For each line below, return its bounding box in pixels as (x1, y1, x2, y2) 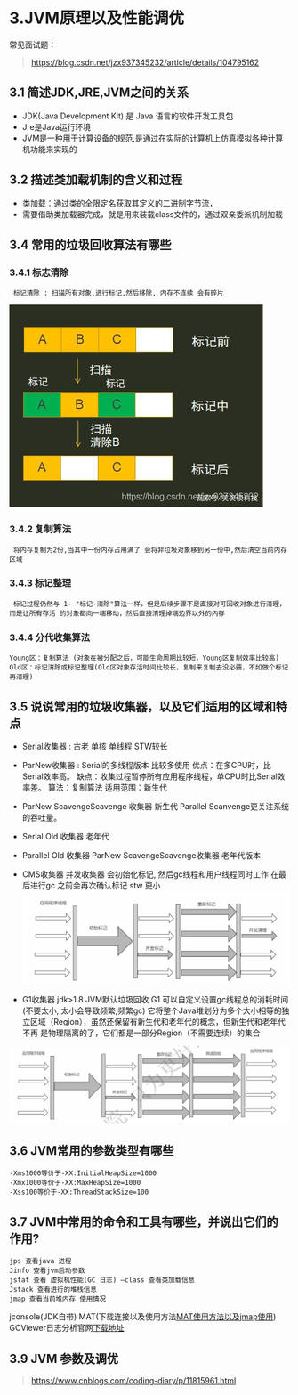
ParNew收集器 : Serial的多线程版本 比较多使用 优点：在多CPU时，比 (21, 759, 271, 770)
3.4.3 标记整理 (9, 577, 72, 589)
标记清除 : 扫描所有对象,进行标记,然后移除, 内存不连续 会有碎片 (12, 288, 224, 298)
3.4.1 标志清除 (9, 266, 69, 279)
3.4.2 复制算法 (9, 523, 72, 535)
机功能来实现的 (21, 143, 77, 154)
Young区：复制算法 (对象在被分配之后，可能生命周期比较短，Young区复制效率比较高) (9, 653, 280, 663)
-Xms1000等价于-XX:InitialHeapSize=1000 (9, 1169, 157, 1178)
